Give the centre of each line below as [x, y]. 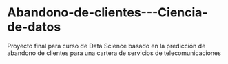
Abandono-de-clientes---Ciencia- [107, 13]
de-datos [34, 27]
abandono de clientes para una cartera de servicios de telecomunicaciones [114, 53]
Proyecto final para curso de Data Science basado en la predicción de [106, 46]
